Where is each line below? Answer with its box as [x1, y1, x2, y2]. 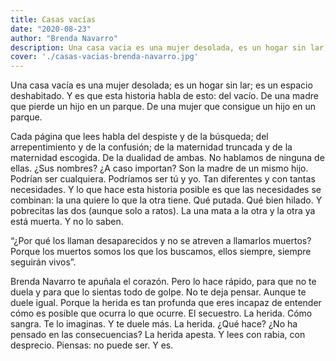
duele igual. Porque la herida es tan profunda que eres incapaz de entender [10, 297, 322, 309]
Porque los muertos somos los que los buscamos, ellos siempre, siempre [10, 246, 312, 258]
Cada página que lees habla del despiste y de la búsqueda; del [10, 131, 269, 143]
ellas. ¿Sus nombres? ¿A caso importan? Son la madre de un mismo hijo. [10, 162, 309, 175]
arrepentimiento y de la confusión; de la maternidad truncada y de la [10, 141, 293, 153]
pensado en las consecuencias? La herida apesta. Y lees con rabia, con [10, 329, 306, 341]
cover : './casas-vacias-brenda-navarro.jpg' [10, 52, 199, 62]
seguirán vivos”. [10, 256, 77, 268]
